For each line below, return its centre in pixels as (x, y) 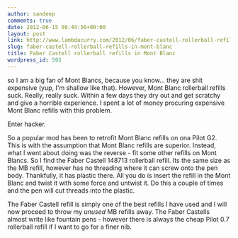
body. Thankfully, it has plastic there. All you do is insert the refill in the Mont (119, 175)
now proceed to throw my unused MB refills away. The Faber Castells (109, 211)
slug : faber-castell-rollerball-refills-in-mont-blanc (90, 47)
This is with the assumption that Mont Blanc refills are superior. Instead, (112, 145)
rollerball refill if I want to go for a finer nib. (70, 227)
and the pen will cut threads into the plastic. (71, 190)
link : (15, 40)
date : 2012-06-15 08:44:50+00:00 (57, 27)
